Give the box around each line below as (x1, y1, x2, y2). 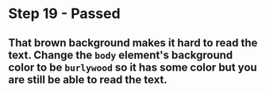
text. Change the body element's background (8, 48, 233, 61)
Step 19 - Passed (8, 5, 121, 23)
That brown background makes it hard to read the (8, 36, 258, 50)
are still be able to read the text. (8, 72, 168, 86)
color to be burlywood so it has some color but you (8, 61, 257, 74)
